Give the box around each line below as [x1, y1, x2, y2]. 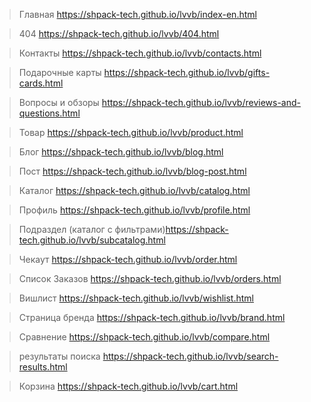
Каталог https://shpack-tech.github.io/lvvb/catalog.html [18, 185, 251, 196]
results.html [18, 361, 68, 373]
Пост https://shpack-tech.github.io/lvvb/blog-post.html [18, 165, 247, 177]
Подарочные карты [18, 67, 102, 78]
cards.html [18, 77, 64, 89]
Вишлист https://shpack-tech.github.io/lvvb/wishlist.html [18, 292, 254, 304]
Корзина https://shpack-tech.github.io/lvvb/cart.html [18, 380, 239, 392]
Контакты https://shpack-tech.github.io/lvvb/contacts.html [18, 47, 262, 59]
